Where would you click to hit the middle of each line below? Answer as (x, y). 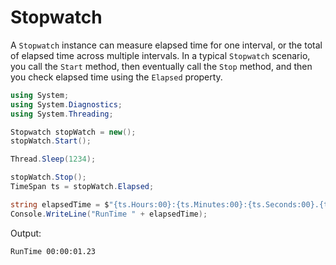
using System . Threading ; (62, 114)
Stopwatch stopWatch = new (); (73, 132)
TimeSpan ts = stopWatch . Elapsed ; (82, 187)
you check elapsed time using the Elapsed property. (116, 77)
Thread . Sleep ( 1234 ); (53, 159)
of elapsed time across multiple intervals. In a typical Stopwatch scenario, (160, 55)
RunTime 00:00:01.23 (53, 251)
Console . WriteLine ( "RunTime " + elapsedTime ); (109, 214)
